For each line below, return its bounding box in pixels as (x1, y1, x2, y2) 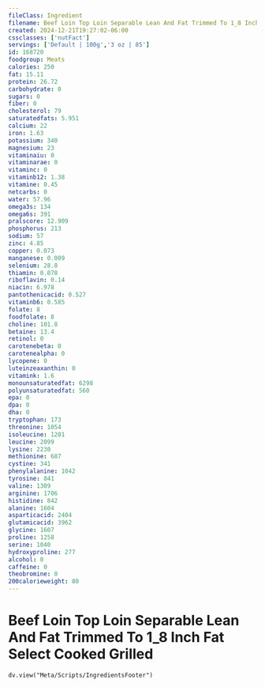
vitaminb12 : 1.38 (8, 173, 65, 182)
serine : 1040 (8, 541, 51, 549)
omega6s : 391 (8, 210, 51, 218)
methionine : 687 (8, 452, 62, 461)
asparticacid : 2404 (8, 511, 73, 519)
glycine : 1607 (8, 527, 55, 534)
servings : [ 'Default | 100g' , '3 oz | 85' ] (8, 41, 150, 49)
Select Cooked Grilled (8, 645, 154, 663)
